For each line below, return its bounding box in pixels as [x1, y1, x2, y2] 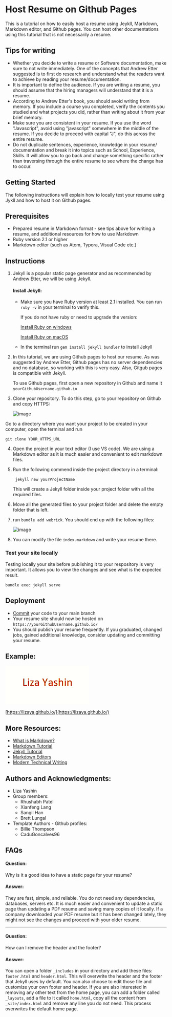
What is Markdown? [12, 737, 55, 744]
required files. [12, 492, 42, 498]
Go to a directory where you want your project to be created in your [5, 421, 148, 427]
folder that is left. [12, 507, 49, 513]
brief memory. [12, 114, 43, 120]
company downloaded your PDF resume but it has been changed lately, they [5, 911, 167, 917]
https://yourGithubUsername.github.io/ [12, 622, 98, 627]
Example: [5, 652, 36, 661]
